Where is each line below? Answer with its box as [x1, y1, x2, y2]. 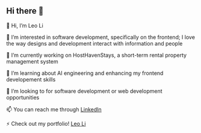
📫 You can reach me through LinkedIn [6, 105, 102, 113]
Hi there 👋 [6, 6, 44, 16]
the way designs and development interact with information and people [6, 40, 183, 47]
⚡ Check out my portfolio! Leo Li [6, 120, 86, 127]
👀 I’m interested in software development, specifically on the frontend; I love [6, 34, 196, 41]
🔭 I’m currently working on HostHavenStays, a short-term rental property [6, 52, 187, 59]
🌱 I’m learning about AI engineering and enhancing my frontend [6, 69, 164, 77]
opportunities [6, 93, 40, 101]
